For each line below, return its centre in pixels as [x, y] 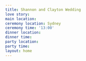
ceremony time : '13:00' [30, 28]
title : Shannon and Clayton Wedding [43, 10]
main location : [21, 19]
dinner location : [23, 32]
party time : [17, 46]
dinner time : [19, 37]
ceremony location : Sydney [33, 23]
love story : [17, 14]
